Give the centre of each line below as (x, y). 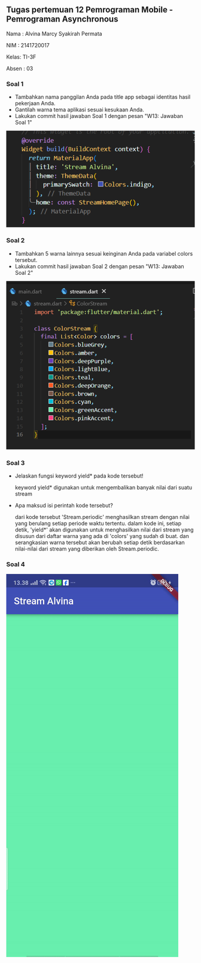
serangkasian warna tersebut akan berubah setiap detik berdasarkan (100, 542)
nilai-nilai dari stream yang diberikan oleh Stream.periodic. (87, 549)
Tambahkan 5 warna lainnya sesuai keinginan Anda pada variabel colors (104, 253)
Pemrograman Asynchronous (62, 19)
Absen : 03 (20, 68)
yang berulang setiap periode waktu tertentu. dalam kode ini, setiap (98, 523)
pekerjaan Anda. (35, 104)
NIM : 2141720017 (28, 45)
